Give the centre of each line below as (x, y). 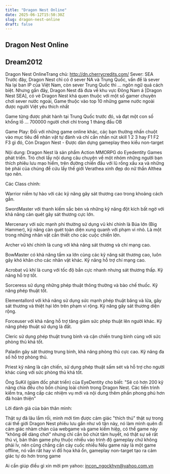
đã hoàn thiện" (21, 398)
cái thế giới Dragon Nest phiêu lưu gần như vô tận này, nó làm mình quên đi (84, 424)
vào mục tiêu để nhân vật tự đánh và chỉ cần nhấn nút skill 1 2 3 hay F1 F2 (82, 137)
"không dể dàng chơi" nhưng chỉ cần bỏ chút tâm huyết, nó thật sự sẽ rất (82, 434)
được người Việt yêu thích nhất (37, 107)
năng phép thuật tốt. (27, 291)
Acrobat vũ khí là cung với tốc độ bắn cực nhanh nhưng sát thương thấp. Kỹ (84, 270)
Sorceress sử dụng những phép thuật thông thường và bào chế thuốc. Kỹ (82, 285)
